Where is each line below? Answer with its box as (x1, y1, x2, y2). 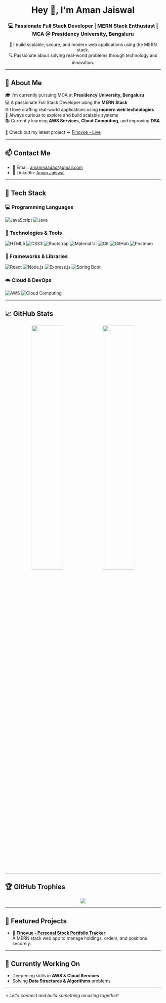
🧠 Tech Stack (5, 189, 46, 197)
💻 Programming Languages (5, 204, 74, 211)
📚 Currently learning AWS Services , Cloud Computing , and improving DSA (5, 118, 160, 124)
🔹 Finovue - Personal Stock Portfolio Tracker (12, 930, 106, 936)
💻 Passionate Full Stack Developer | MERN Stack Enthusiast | (8, 22, 158, 29)
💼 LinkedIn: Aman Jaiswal (12, 170, 65, 176)
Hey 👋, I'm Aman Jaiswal (31, 4, 135, 16)
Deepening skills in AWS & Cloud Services (12, 972, 100, 978)
